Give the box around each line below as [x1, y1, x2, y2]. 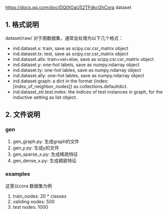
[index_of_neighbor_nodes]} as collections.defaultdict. [12, 83, 128, 89]
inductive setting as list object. [12, 94, 77, 100]
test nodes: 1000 [12, 204, 49, 210]
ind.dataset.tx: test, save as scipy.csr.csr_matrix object [12, 51, 129, 57]
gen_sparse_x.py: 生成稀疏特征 [12, 151, 78, 157]
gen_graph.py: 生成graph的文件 [12, 138, 79, 144]
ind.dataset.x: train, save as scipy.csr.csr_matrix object [12, 45, 129, 51]
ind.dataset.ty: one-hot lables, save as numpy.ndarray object [12, 67, 141, 73]
